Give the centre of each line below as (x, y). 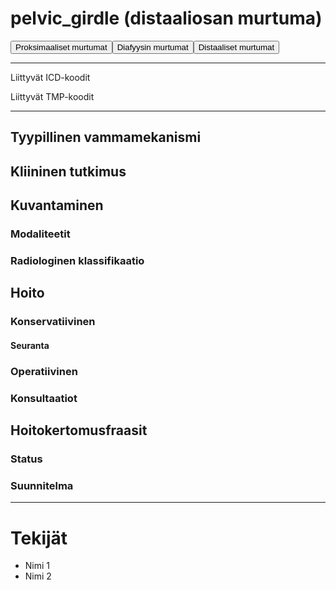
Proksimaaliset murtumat (61, 47)
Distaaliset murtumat (236, 47)
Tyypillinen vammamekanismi (106, 137)
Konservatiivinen (53, 322)
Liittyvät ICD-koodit (50, 77)
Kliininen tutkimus (68, 171)
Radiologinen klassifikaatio (77, 260)
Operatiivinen (44, 371)
